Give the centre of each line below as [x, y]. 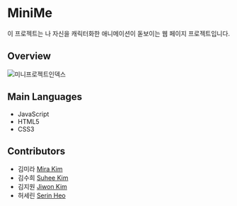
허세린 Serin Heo [41, 195]
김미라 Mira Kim [40, 169]
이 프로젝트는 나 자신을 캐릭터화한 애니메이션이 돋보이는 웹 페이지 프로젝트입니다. [119, 33]
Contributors [36, 151]
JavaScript [33, 114]
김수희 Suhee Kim [43, 178]
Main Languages [45, 97]
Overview [29, 56]
